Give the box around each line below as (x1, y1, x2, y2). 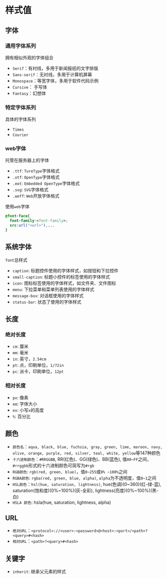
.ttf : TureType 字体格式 (12, 168, 60, 174)
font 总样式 (5, 257, 27, 263)
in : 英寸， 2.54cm (12, 356, 46, 362)
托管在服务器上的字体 (5, 157, 49, 163)
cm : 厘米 (12, 343, 29, 349)
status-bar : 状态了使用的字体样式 (12, 299, 81, 305)
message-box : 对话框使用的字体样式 (12, 292, 84, 298)
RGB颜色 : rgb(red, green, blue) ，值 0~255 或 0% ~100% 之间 (12, 468, 127, 474)
